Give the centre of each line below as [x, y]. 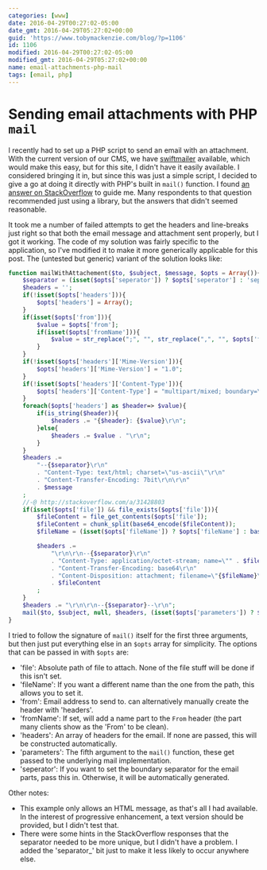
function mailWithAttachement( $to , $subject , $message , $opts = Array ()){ [135, 273]
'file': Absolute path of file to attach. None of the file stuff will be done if [137, 667]
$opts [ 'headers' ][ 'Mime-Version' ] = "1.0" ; [110, 369]
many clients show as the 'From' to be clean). [94, 726]
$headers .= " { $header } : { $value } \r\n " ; [118, 421]
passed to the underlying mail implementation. [96, 760]
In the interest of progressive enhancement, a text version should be [132, 817]
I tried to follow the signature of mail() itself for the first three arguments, [128, 635]
